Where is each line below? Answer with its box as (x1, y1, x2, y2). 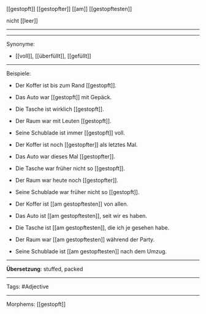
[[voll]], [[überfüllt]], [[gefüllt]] (15, 52, 91, 59)
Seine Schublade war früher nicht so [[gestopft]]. (15, 189, 140, 195)
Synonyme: (6, 40, 35, 48)
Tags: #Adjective (6, 283, 49, 290)
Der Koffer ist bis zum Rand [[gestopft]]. (15, 82, 116, 89)
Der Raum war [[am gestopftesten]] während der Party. (15, 236, 155, 243)
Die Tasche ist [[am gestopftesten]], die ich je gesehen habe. (15, 224, 170, 231)
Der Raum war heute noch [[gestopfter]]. (15, 177, 118, 184)
